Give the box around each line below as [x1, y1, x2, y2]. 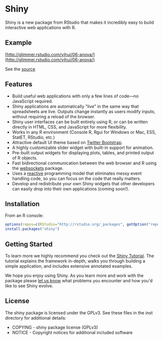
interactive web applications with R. [5, 24, 76, 30]
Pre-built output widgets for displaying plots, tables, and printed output [12, 149, 154, 156]
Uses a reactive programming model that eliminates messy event [12, 170, 142, 176]
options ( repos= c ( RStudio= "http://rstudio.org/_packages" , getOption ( [5, 222, 149, 227]
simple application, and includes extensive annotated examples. [5, 263, 133, 269]
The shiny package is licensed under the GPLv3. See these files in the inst [5, 309, 153, 316]
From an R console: [5, 212, 44, 219]
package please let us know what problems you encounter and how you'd [5, 277, 153, 283]
